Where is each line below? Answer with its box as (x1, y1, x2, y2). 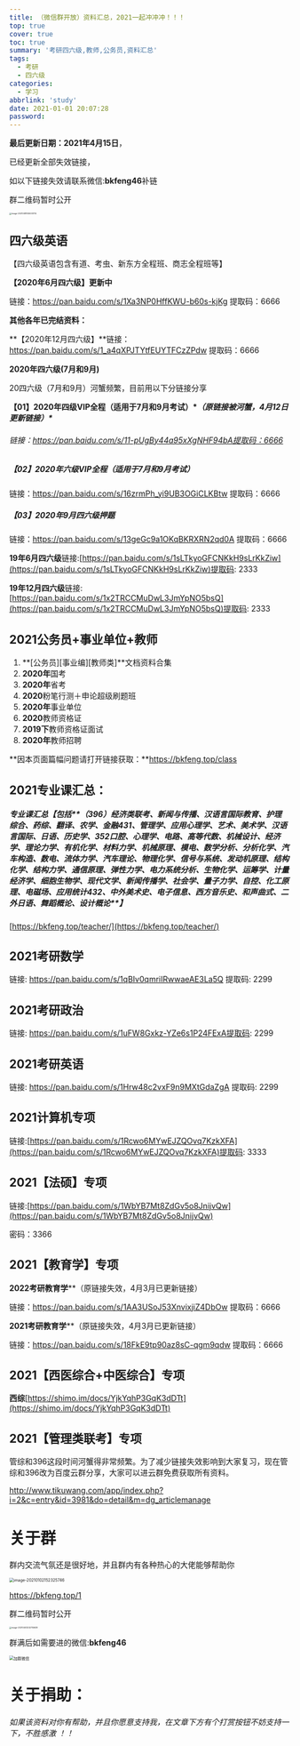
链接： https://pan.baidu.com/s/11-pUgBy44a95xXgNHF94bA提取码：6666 (9, 435, 284, 445)
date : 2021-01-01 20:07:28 (9, 104, 109, 113)
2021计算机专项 (9, 1110, 96, 1125)
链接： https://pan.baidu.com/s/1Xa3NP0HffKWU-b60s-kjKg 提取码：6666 (9, 295, 281, 307)
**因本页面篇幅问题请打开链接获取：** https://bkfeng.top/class (9, 754, 238, 765)
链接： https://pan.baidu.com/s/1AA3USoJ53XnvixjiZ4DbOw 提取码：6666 (9, 1301, 281, 1312)
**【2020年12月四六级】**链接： (9, 333, 130, 344)
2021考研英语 (9, 1056, 84, 1071)
